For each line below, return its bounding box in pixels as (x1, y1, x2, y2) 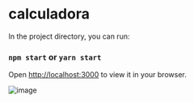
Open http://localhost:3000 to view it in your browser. (8, 70, 188, 80)
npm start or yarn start (8, 51, 102, 63)
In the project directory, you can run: (8, 31, 130, 41)
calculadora (8, 5, 91, 23)
